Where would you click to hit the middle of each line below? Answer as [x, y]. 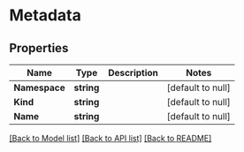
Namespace [40, 87]
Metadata [45, 15]
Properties [39, 48]
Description [133, 73]
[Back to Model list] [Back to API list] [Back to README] [111, 138]
